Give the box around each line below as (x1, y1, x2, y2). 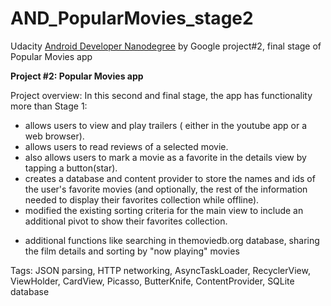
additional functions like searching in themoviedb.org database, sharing (24, 234, 320, 246)
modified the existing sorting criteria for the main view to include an (24, 204, 304, 216)
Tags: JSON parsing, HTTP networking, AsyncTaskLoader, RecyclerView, (10, 264, 311, 276)
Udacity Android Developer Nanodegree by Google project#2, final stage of (10, 40, 322, 52)
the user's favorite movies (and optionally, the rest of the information (24, 183, 308, 195)
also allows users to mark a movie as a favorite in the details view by (24, 151, 307, 163)
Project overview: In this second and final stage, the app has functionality (10, 89, 313, 101)
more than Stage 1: (10, 100, 88, 112)
